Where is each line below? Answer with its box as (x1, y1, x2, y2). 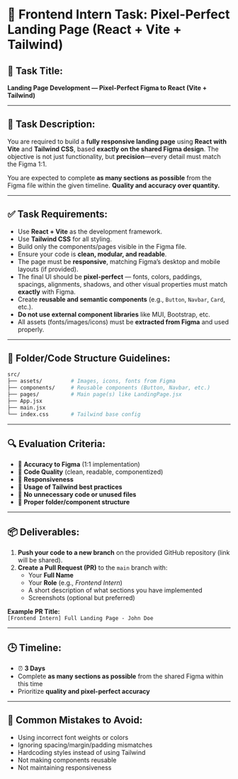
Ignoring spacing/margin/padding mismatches (17, 741, 153, 749)
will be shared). (17, 556, 63, 565)
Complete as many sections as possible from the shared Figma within (17, 672, 224, 680)
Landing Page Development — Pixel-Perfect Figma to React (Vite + (7, 84, 208, 92)
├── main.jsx (7, 404, 46, 411)
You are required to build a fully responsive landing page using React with (7, 137, 227, 145)
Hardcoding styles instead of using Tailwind (17, 748, 146, 756)
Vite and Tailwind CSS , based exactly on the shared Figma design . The (7, 145, 219, 153)
